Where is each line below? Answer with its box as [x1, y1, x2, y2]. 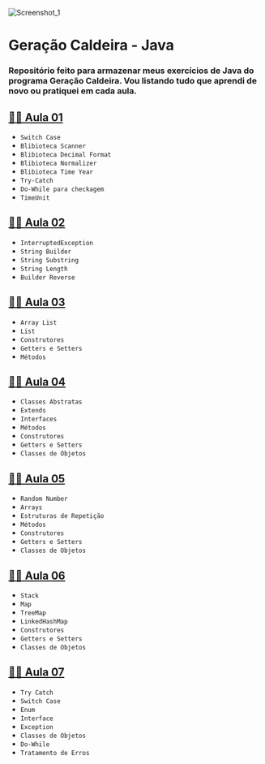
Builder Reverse [19, 273, 75, 282]
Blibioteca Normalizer [19, 159, 97, 167]
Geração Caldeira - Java [8, 37, 174, 54]
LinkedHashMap [19, 617, 68, 625]
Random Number [19, 495, 68, 503]
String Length [19, 265, 68, 273]
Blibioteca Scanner [19, 142, 87, 150]
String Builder [19, 248, 72, 256]
